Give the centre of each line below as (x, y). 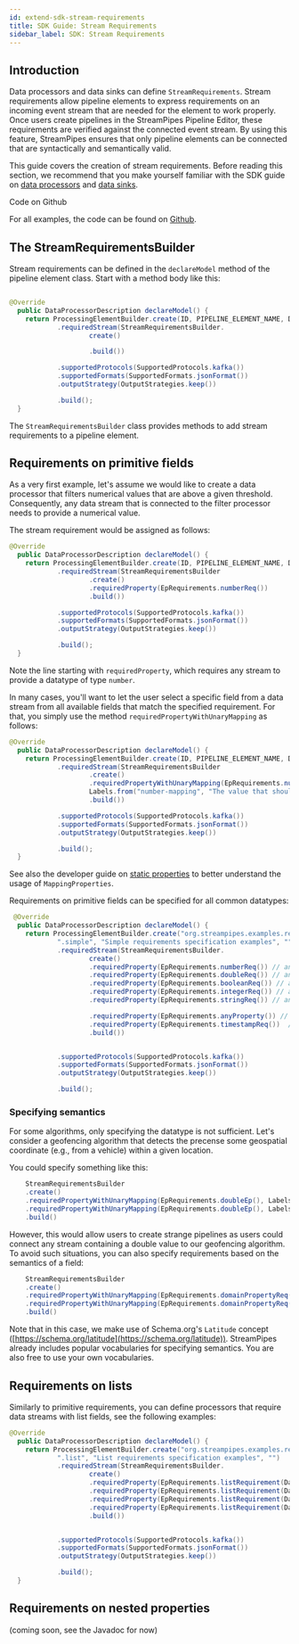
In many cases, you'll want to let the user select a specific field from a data (146, 697)
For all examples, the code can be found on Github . (103, 219)
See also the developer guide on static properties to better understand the (145, 874)
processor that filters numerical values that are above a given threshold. (141, 494)
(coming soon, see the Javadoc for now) (84, 1630)
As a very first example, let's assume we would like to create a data (133, 485)
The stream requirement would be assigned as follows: (110, 530)
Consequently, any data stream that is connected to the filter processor (140, 504)
